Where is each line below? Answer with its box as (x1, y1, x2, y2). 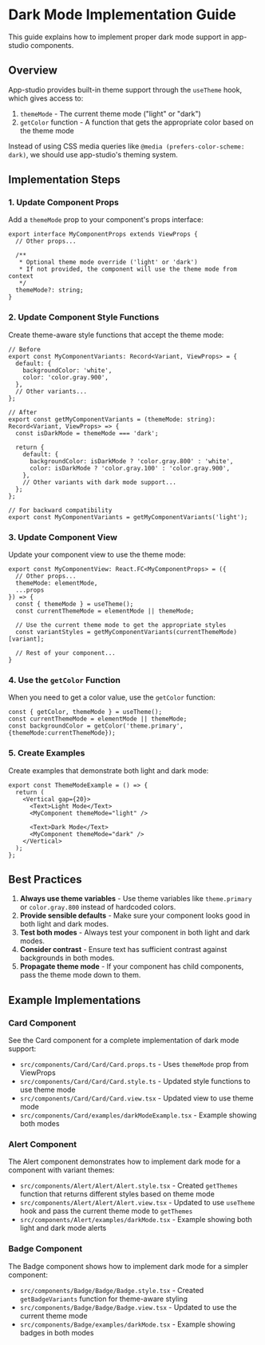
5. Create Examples (8, 748, 85, 759)
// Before (8, 345, 42, 353)
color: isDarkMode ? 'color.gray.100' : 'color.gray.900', (29, 464, 230, 472)
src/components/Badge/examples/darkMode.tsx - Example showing (19, 1319, 235, 1329)
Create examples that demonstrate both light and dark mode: (8, 765, 209, 776)
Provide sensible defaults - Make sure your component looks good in (19, 911, 251, 920)
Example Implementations (8, 993, 141, 1007)
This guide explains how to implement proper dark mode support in (8, 32, 230, 42)
